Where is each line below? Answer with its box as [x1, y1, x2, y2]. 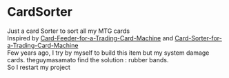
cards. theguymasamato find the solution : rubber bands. [7, 55, 169, 64]
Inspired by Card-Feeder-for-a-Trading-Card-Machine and [7, 34, 174, 42]
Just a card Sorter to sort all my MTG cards [7, 27, 130, 35]
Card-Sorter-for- [175, 34, 222, 42]
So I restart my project [7, 63, 71, 71]
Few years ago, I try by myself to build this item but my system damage [7, 49, 210, 57]
